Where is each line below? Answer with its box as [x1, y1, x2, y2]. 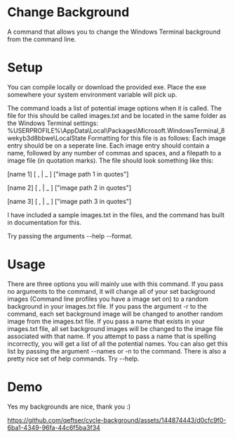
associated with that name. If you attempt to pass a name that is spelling [7, 332, 216, 340]
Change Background [7, 4, 130, 20]
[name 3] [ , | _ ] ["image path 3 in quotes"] [7, 197, 132, 205]
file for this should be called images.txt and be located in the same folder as [7, 111, 227, 120]
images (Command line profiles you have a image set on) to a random [7, 295, 208, 303]
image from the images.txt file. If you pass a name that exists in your [7, 317, 205, 326]
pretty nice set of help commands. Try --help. [7, 354, 140, 363]
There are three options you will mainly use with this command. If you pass [7, 279, 224, 288]
